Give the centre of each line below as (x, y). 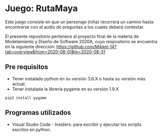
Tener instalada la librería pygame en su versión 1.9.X (65, 89)
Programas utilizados (38, 113)
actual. (19, 84)
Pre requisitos (27, 67)
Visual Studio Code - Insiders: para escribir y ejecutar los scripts (77, 124)
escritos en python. (31, 129)
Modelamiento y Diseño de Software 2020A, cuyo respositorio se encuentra (81, 41)
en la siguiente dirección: (30, 46)
